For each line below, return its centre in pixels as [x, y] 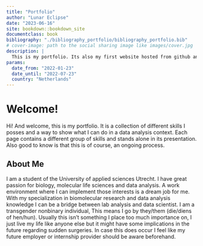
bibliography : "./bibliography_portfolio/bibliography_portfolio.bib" [97, 40]
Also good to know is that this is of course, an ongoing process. [85, 145]
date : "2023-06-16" [31, 23]
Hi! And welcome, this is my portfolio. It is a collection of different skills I [96, 126]
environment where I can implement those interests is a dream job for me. [98, 192]
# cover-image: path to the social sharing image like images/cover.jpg [100, 46]
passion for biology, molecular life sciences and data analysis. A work [93, 185]
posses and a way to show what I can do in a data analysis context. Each [97, 132]
